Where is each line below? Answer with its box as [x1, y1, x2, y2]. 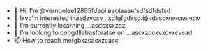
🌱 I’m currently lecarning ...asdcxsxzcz [13, 21, 126, 29]
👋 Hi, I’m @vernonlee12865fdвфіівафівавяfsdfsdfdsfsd [13, 7, 171, 14]
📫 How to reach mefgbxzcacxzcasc [13, 37, 119, 44]
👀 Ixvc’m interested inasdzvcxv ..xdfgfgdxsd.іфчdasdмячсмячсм [13, 14, 201, 22]
